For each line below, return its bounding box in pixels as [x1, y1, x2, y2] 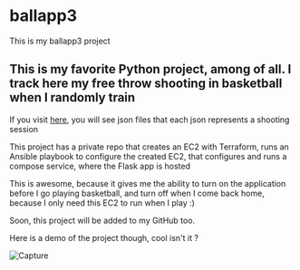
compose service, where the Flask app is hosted [9, 160, 190, 171]
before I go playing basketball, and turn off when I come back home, [9, 188, 265, 198]
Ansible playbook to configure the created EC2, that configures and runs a [9, 150, 287, 161]
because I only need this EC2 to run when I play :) [9, 197, 195, 208]
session [9, 123, 39, 134]
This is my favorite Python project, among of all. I [9, 62, 292, 77]
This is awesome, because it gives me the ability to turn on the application [9, 178, 286, 188]
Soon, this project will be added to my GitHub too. [9, 215, 196, 226]
